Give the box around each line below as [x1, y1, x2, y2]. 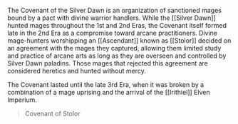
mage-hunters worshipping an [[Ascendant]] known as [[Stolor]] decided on [7, 36, 232, 45]
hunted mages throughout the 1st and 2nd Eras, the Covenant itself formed [7, 21, 227, 29]
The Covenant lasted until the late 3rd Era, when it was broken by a [7, 81, 205, 88]
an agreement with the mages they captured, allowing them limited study [7, 44, 222, 52]
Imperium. [7, 95, 38, 104]
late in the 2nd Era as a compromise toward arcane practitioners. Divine [7, 29, 217, 37]
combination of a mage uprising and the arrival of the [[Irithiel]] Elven [7, 88, 210, 96]
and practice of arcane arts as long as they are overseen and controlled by [7, 51, 227, 60]
